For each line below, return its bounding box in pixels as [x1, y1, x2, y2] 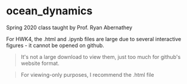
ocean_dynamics [6, 4, 93, 18]
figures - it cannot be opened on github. [6, 42, 104, 49]
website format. [20, 60, 60, 67]
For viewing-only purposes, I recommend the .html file [20, 71, 154, 78]
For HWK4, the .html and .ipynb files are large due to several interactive [6, 35, 182, 42]
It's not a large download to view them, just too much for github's [20, 53, 181, 60]
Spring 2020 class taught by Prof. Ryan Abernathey [6, 24, 133, 31]
